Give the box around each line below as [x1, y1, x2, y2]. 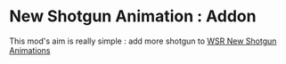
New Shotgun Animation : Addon [9, 6, 257, 27]
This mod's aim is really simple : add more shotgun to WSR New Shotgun [9, 36, 277, 46]
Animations [9, 44, 51, 55]
